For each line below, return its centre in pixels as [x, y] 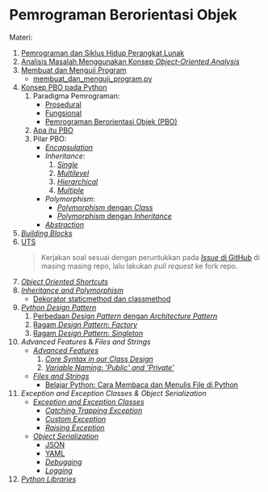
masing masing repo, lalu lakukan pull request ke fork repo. [139, 266]
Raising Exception [75, 427]
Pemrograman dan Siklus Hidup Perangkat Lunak [103, 53]
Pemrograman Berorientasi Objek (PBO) [111, 121]
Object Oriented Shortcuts [64, 281]
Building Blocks [46, 233]
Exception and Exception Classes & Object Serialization [113, 393]
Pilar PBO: [50, 138]
